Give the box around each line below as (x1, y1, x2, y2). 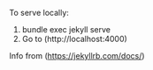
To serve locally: (9, 8, 69, 17)
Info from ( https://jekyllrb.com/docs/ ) (9, 51, 145, 60)
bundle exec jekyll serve (21, 24, 111, 34)
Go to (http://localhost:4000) (21, 34, 128, 44)
